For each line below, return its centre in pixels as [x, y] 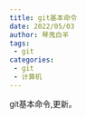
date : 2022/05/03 [42, 26]
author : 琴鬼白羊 [39, 34]
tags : [19, 43]
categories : [32, 60]
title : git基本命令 [43, 18]
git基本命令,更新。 [43, 103]
